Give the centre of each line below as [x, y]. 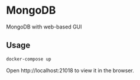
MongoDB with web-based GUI [44, 27]
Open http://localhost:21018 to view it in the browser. [70, 70]
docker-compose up [29, 59]
